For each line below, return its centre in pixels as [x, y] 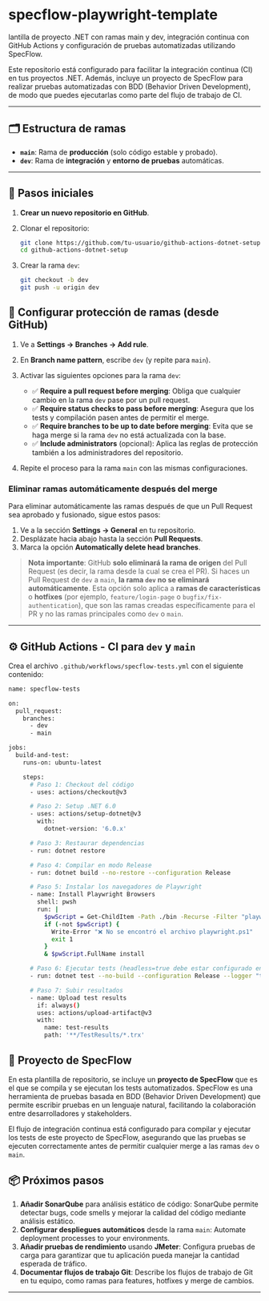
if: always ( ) [59, 1005]
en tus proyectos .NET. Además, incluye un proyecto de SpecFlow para [126, 78]
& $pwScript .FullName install [94, 954]
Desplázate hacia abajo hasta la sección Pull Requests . [111, 539]
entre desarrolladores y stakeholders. [70, 1113]
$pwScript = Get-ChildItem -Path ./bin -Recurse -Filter [141, 916]
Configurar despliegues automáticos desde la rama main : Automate [133, 1229]
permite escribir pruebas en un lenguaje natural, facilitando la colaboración [132, 1105]
